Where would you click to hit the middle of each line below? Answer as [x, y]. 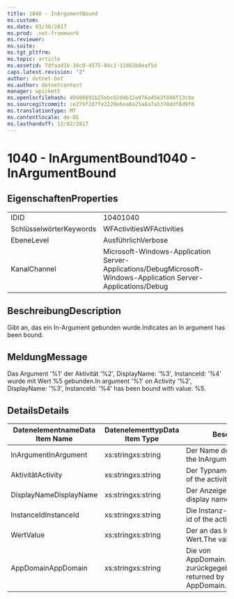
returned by [205, 577]
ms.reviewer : [26, 40]
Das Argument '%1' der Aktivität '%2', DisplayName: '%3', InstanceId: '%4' [114, 374]
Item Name [54, 438]
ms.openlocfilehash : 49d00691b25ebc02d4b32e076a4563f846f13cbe [101, 98]
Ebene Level [30, 240]
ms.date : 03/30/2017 [37, 26]
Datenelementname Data [54, 430]
